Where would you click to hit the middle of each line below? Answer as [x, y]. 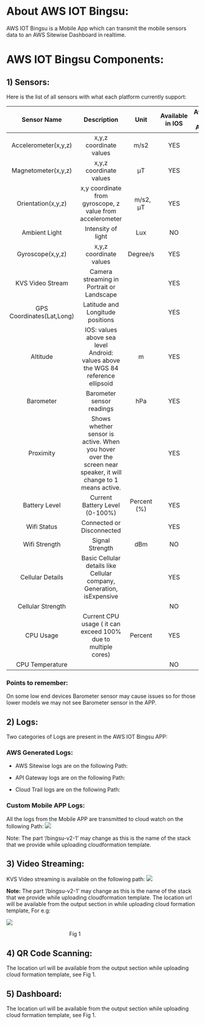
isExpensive [101, 596]
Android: [101, 352]
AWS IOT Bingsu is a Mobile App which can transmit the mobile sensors [96, 28]
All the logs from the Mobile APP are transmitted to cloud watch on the [95, 819]
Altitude [41, 357]
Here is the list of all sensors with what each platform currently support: [96, 97]
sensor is [101, 434]
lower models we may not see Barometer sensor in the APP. [81, 703]
